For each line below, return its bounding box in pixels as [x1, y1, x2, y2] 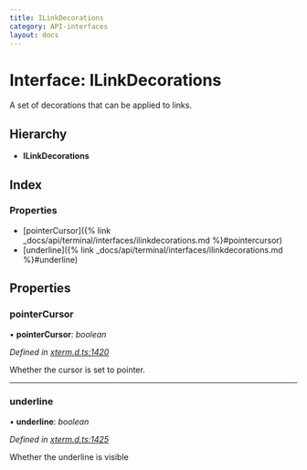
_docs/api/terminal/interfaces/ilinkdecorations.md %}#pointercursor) [22, 235, 283, 245]
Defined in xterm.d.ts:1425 [9, 433, 110, 444]
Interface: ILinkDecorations [9, 69, 222, 90]
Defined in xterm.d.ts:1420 [9, 346, 110, 357]
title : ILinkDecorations [9, 13, 104, 23]
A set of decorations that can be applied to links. [9, 99, 192, 110]
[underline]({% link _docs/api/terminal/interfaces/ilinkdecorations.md [22, 244, 283, 256]
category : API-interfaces [9, 22, 108, 31]
